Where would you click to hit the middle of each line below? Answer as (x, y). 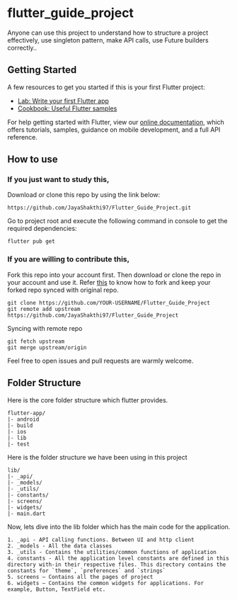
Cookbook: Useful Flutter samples (67, 108)
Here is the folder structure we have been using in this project (97, 457)
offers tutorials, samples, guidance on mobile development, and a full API (114, 130)
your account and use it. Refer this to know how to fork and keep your (109, 282)
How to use (33, 160)
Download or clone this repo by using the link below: (84, 195)
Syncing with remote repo (45, 328)
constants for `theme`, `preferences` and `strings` (87, 571)
